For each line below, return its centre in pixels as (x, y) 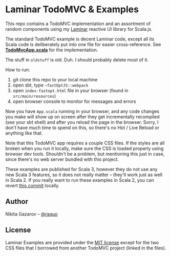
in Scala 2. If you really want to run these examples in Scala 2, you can (80, 180)
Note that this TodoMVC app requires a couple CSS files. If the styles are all (85, 143)
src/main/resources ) (34, 96)
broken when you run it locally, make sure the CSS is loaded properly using (84, 148)
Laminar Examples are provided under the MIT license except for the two (82, 242)
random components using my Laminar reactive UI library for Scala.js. (79, 29)
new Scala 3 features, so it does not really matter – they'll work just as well (84, 175)
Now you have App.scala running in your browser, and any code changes (82, 111)
